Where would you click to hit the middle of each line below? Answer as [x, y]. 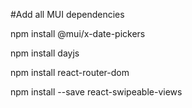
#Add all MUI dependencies [67, 14]
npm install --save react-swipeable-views [96, 92]
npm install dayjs [45, 53]
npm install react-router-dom [70, 72]
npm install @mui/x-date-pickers [78, 33]
